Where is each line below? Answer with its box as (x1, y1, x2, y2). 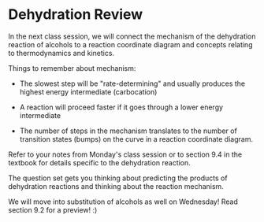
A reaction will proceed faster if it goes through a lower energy (19, 102, 223, 112)
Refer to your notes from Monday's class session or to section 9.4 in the (8, 150, 243, 159)
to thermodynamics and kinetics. (8, 48, 115, 57)
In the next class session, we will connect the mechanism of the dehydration (8, 31, 256, 41)
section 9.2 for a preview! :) (8, 205, 98, 214)
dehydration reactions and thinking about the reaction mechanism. (8, 181, 225, 191)
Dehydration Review (8, 6, 143, 24)
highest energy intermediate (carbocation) (19, 87, 158, 96)
